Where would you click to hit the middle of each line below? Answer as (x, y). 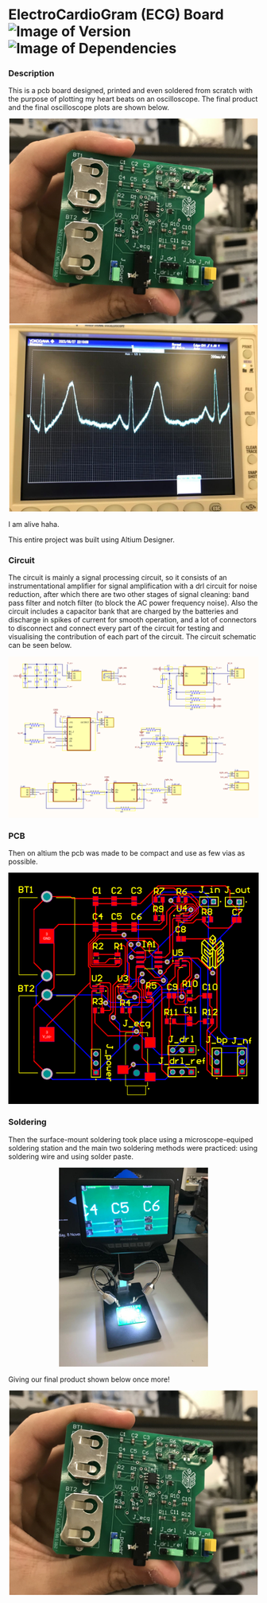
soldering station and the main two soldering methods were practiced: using (133, 1148)
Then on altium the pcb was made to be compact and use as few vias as (127, 853)
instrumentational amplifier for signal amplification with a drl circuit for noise (133, 586)
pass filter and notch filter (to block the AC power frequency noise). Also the (133, 603)
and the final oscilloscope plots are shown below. (89, 107)
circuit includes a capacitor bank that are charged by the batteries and (123, 611)
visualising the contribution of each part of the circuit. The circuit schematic (132, 636)
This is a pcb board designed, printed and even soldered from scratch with (130, 91)
